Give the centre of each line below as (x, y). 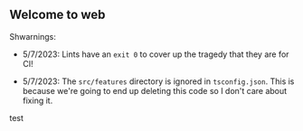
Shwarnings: (33, 36)
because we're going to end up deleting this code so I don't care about (155, 90)
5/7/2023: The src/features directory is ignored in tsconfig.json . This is (158, 81)
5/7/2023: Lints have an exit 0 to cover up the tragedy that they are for (156, 54)
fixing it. (38, 100)
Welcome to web (57, 15)
